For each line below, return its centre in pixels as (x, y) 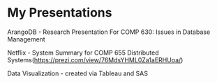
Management (26, 39)
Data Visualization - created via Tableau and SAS (78, 73)
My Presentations (60, 13)
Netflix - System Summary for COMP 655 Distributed (83, 53)
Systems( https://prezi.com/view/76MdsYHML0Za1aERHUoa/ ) (95, 59)
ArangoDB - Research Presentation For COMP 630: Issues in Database (109, 32)
